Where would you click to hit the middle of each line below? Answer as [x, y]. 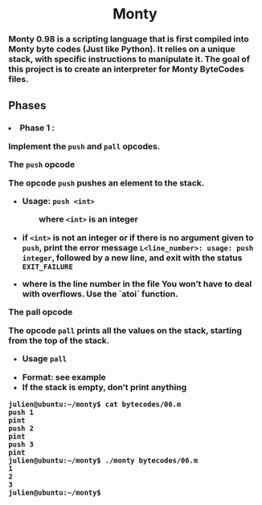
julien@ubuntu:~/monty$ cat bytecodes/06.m [95, 404]
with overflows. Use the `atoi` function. [100, 294]
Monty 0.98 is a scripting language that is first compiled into [129, 39]
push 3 [21, 444]
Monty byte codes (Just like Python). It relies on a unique [122, 49]
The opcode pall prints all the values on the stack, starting [125, 330]
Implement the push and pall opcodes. [84, 146]
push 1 [21, 412]
